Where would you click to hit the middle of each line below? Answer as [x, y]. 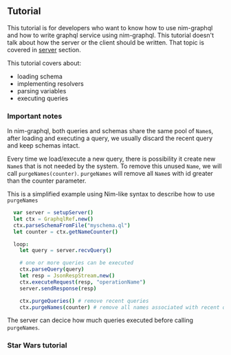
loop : [21, 244]
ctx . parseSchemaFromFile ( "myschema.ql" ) [72, 225]
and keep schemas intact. [44, 146]
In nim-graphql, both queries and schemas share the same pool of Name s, [110, 131]
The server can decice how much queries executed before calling [100, 320]
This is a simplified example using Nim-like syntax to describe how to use [111, 194]
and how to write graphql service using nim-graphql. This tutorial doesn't [111, 35]
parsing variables [42, 91]
